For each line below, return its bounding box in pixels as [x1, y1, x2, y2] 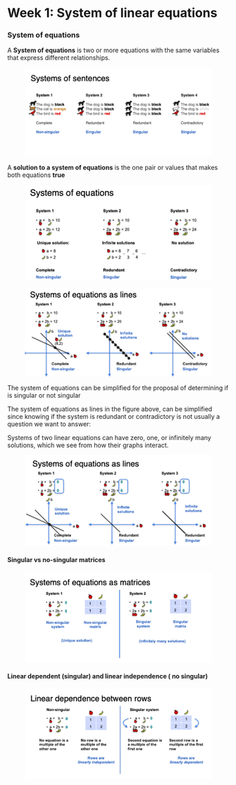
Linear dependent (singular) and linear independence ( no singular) [7, 672, 209, 681]
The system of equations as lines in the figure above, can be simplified [7, 404, 213, 413]
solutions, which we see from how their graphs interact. [7, 441, 169, 449]
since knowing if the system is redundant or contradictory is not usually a [7, 412, 221, 420]
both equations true [7, 171, 66, 179]
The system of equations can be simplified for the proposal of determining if [7, 383, 229, 392]
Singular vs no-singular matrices [7, 555, 106, 564]
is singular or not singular [7, 391, 81, 399]
